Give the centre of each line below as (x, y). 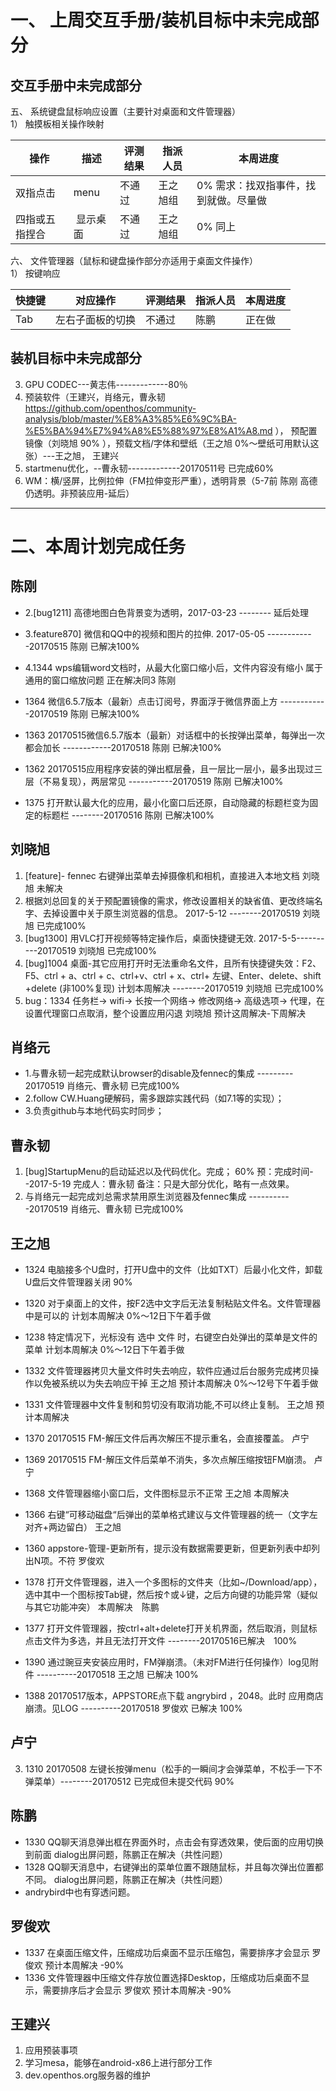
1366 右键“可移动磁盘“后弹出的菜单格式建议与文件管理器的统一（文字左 (171, 1515)
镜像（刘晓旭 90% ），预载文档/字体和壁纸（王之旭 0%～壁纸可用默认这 (172, 443)
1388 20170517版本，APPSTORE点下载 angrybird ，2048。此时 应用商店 (174, 1696)
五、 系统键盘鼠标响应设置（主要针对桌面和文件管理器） (125, 111)
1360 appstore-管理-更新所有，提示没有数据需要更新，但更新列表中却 (168, 1548)
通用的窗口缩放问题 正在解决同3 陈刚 (100, 680)
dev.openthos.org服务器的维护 (87, 2075)
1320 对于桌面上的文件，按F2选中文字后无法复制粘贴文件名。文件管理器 (173, 1303)
